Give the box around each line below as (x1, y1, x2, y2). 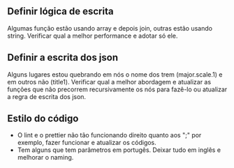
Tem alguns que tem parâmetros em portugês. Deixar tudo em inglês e (17, 146, 221, 154)
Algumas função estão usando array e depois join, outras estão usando (7, 24, 213, 32)
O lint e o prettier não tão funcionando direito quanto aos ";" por (17, 131, 202, 139)
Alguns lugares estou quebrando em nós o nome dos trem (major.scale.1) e (7, 70, 223, 79)
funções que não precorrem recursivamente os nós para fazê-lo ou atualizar (7, 85, 228, 93)
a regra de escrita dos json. (7, 92, 86, 100)
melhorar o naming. (17, 153, 74, 162)
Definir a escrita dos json (7, 52, 119, 63)
